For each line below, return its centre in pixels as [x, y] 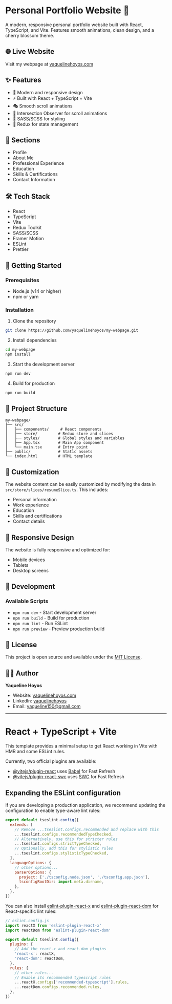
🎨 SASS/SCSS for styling [39, 119]
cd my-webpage [20, 350]
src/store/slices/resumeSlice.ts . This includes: [57, 490]
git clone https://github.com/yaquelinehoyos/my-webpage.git [72, 330]
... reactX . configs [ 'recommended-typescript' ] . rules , [72, 982]
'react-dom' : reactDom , [40, 959]
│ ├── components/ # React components [53, 430]
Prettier [20, 249]
